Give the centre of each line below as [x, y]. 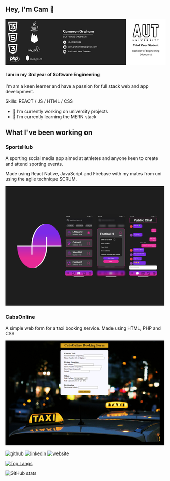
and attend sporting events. [34, 164]
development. [20, 92]
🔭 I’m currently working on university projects [60, 111]
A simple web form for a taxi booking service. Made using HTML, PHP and [83, 328]
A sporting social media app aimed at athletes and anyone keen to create [82, 158]
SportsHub [19, 147]
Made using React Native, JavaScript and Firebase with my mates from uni [83, 173]
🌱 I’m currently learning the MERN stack [54, 117]
